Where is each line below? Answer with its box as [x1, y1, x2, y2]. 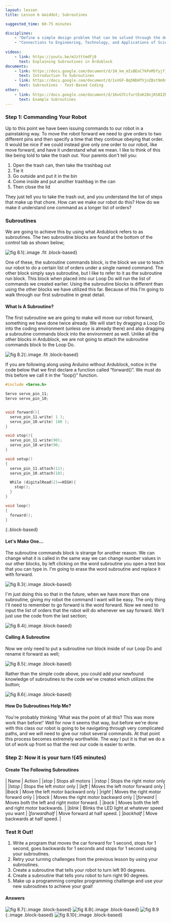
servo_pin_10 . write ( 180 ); [10, 419, 70, 424]
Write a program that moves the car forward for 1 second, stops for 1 [12, 840, 156, 846]
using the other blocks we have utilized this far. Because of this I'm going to [5, 286, 164, 293]
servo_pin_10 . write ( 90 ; [10, 442, 60, 448]
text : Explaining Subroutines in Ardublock [18, 59, 113, 64]
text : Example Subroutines [18, 97, 76, 102]
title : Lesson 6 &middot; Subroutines [5, 12, 88, 17]
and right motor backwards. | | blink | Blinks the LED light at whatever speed [5, 805, 164, 811]
